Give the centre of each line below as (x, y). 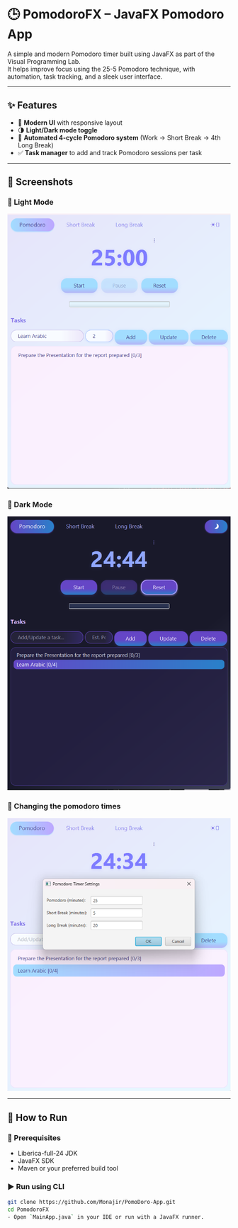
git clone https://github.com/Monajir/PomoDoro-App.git (91, 1202)
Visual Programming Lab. (44, 61)
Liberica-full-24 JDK (47, 1154)
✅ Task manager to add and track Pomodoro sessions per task (110, 152)
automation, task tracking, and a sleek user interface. (85, 77)
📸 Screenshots (40, 182)
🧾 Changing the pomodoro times (64, 806)
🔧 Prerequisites (34, 1137)
